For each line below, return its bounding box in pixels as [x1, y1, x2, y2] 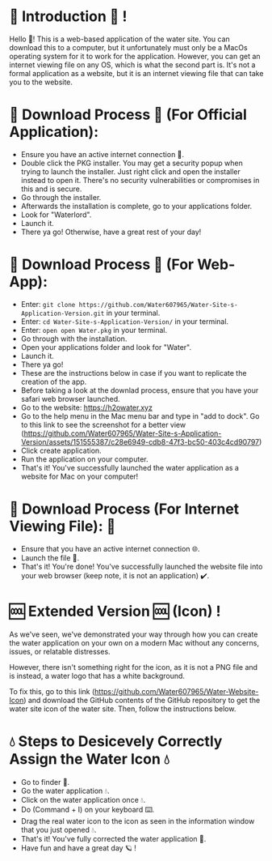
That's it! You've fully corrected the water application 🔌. [20, 833, 207, 843]
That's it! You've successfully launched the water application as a [20, 462, 239, 472]
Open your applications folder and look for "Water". [20, 342, 192, 352]
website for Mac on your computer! [20, 471, 139, 481]
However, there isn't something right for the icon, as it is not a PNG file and [9, 662, 257, 671]
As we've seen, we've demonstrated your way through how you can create [9, 629, 258, 639]
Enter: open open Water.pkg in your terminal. [20, 325, 168, 335]
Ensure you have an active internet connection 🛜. [20, 149, 185, 159]
